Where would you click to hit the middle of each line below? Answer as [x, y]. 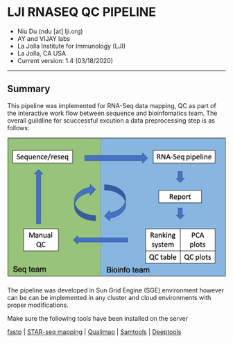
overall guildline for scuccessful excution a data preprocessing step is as [111, 120]
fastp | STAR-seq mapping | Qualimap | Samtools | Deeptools [94, 332]
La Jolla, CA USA [42, 53]
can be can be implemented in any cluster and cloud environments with [109, 298]
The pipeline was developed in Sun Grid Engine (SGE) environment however [115, 290]
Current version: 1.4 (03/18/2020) [65, 60]
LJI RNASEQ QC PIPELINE [81, 12]
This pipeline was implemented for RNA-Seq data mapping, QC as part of [112, 105]
